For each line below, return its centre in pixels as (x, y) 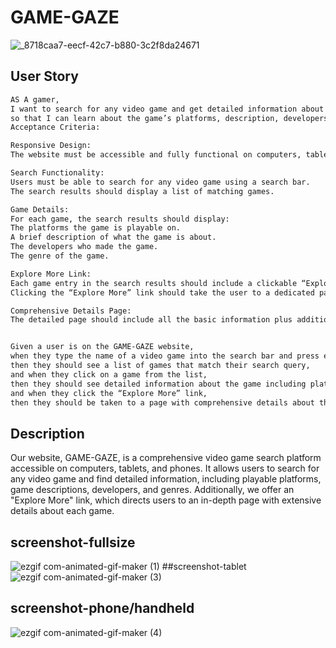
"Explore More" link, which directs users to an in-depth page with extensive (166, 500)
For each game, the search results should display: (120, 219)
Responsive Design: (51, 146)
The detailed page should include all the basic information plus (151, 320)
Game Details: (40, 209)
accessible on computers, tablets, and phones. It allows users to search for (165, 468)
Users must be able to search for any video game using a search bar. (160, 182)
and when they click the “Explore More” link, (109, 393)
